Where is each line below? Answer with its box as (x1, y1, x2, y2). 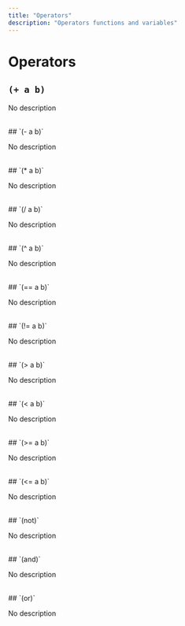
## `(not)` (8, 515, 39, 524)
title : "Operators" (8, 11, 72, 20)
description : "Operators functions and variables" (8, 19, 178, 27)
